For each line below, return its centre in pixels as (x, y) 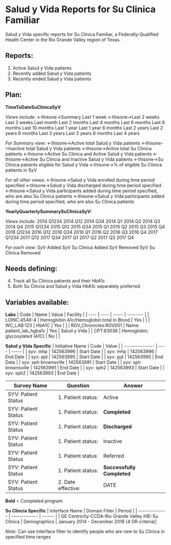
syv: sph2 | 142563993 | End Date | (42, 373)
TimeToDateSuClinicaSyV (33, 107)
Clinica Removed (23, 252)
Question (78, 386)
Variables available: (37, 302)
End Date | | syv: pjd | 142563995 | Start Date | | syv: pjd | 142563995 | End (84, 357)
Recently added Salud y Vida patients (52, 73)
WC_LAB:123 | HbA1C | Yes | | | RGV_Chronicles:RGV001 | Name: (73, 325)
